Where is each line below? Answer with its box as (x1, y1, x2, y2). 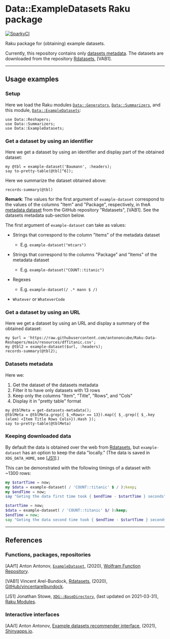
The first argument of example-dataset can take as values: (5, 222, 126, 228)
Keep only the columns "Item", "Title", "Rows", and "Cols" (12, 392, 133, 398)
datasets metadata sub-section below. (5, 212, 85, 218)
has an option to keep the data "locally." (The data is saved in (22, 449, 150, 456)
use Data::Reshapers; (5, 117, 51, 122)
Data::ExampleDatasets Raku (5, 3, 131, 15)
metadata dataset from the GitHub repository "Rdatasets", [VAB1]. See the (5, 207, 159, 213)
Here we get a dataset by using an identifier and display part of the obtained (5, 149, 164, 155)
